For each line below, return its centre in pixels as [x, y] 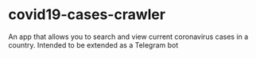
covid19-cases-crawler [87, 15]
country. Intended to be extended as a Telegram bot [93, 44]
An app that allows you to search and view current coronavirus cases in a [128, 37]
